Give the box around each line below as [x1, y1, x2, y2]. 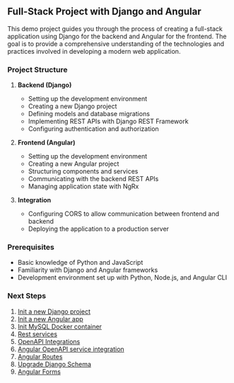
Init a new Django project [17, 307, 90, 316]
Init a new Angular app [17, 314, 83, 323]
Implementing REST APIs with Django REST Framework [28, 117, 189, 126]
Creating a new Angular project [28, 159, 119, 168]
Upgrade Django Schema [17, 360, 92, 368]
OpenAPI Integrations [17, 337, 81, 345]
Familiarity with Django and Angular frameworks [17, 265, 158, 275]
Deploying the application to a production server [28, 224, 170, 233]
